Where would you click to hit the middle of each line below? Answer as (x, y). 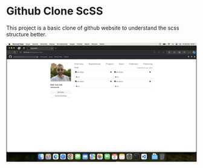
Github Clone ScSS (55, 11)
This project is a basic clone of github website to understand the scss (93, 28)
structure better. (26, 34)
